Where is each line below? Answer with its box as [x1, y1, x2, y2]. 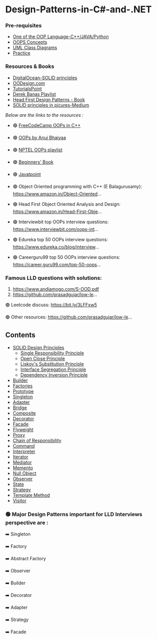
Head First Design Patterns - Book [12, 96, 85, 102]
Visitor [12, 498, 27, 504]
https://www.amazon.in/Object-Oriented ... [12, 190, 102, 197]
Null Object [12, 470, 37, 476]
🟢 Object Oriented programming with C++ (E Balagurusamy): [12, 183, 142, 189]
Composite [12, 410, 36, 416]
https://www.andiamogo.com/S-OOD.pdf [12, 286, 99, 292]
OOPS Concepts [12, 39, 48, 45]
